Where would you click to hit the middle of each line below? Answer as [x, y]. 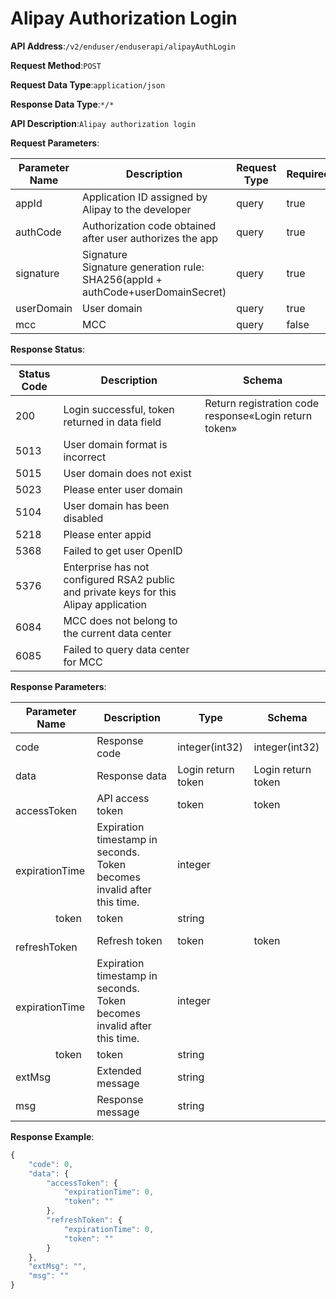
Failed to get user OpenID [123, 550]
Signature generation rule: [143, 267]
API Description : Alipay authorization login [103, 123]
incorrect [85, 457]
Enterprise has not [106, 567]
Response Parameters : [58, 686]
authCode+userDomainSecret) [154, 292]
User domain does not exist [127, 473]
